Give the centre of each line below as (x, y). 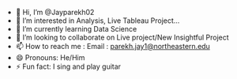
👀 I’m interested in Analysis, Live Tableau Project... (98, 21)
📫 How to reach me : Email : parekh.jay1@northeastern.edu (113, 46)
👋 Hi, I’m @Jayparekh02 (55, 12)
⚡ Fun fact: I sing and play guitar (68, 66)
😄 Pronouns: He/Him (50, 58)
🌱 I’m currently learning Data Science (76, 29)
